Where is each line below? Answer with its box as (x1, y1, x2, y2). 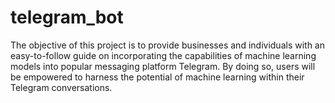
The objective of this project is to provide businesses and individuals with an (10, 39, 325, 51)
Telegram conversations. (10, 81, 113, 93)
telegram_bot (10, 6, 124, 29)
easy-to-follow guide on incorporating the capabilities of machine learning (10, 49, 317, 61)
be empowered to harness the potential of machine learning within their (10, 71, 305, 83)
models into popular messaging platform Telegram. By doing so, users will (10, 60, 316, 72)
